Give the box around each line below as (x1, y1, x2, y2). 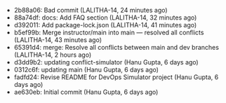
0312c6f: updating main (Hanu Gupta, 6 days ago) (13, 66, 159, 74)
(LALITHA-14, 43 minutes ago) (13, 36, 102, 44)
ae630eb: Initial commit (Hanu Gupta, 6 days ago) (13, 88, 159, 96)
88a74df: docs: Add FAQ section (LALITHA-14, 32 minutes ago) (13, 13, 197, 22)
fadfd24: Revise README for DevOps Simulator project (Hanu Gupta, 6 (13, 73, 219, 81)
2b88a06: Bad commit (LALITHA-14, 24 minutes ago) (13, 6, 168, 14)
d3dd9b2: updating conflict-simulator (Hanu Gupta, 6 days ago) (13, 58, 199, 66)
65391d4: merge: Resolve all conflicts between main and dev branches (13, 43, 220, 51)
